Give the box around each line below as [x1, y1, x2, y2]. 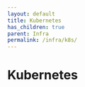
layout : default [7, 10, 55, 18]
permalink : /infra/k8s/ [7, 37, 78, 44]
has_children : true [7, 23, 65, 30]
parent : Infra [7, 30, 50, 37]
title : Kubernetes [7, 17, 62, 24]
